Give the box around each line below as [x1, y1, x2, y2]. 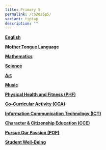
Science [5, 63, 22, 69]
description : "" [5, 21, 38, 26]
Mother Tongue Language [5, 44, 59, 50]
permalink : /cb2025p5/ [5, 12, 52, 17]
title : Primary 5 [5, 7, 41, 12]
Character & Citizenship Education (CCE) [5, 120, 90, 126]
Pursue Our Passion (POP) [5, 130, 60, 136]
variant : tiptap [5, 16, 38, 21]
